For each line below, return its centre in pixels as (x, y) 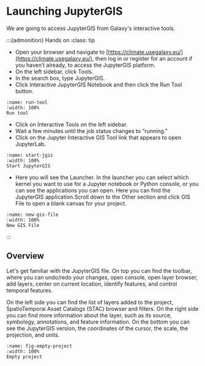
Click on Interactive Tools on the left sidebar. (71, 124)
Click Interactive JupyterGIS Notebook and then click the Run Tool (99, 85)
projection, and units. (33, 335)
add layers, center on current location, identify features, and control (92, 284)
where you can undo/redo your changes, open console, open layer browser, (102, 277)
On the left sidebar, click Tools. (54, 71)
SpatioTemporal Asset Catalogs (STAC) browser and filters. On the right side (102, 308)
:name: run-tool (27, 102)
